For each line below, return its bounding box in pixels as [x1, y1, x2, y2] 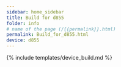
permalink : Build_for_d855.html [6, 32, 89, 38]
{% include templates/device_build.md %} [6, 54, 112, 61]
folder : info [6, 20, 40, 26]
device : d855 [6, 37, 40, 43]
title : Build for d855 [6, 15, 64, 21]
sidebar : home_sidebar [6, 9, 64, 15]
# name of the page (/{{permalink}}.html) [6, 26, 116, 32]
